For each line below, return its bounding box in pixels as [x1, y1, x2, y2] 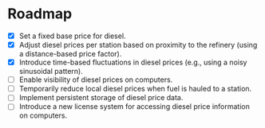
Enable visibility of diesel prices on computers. [18, 75, 173, 84]
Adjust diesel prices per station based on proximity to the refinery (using [18, 41, 258, 49]
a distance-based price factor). [18, 49, 122, 59]
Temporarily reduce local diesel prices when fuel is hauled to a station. [18, 84, 252, 94]
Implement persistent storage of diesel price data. [18, 93, 184, 103]
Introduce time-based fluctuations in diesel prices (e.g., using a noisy [18, 57, 247, 68]
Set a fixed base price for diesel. [18, 31, 126, 41]
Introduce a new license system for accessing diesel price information [18, 102, 251, 111]
